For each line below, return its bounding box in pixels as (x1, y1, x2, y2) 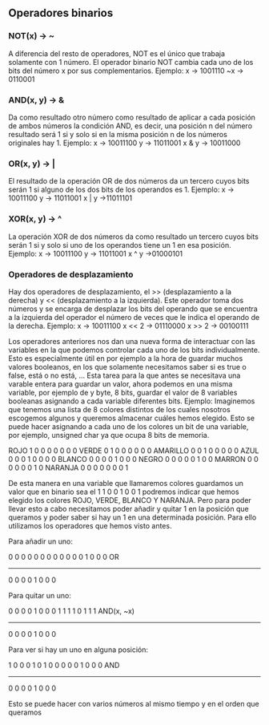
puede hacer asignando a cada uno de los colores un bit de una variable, (8, 421, 249, 431)
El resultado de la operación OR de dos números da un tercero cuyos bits (8, 176, 250, 186)
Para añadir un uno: (8, 537, 74, 546)
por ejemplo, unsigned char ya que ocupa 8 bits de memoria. (8, 430, 210, 439)
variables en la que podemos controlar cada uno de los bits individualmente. (8, 345, 260, 354)
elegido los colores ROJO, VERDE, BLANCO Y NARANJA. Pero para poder (8, 495, 252, 504)
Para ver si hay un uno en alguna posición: (8, 645, 149, 654)
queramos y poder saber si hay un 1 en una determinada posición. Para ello (8, 512, 257, 522)
